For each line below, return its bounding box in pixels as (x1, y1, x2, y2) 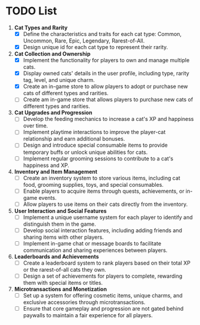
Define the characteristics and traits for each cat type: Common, (23, 30, 182, 37)
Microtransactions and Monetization (14, 285, 107, 293)
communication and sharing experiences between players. (23, 247, 168, 254)
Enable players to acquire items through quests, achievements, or (23, 187, 184, 195)
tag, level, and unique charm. (23, 77, 95, 84)
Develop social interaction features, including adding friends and (23, 226, 183, 234)
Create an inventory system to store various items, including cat (23, 174, 180, 181)
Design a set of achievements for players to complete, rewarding (23, 272, 183, 280)
